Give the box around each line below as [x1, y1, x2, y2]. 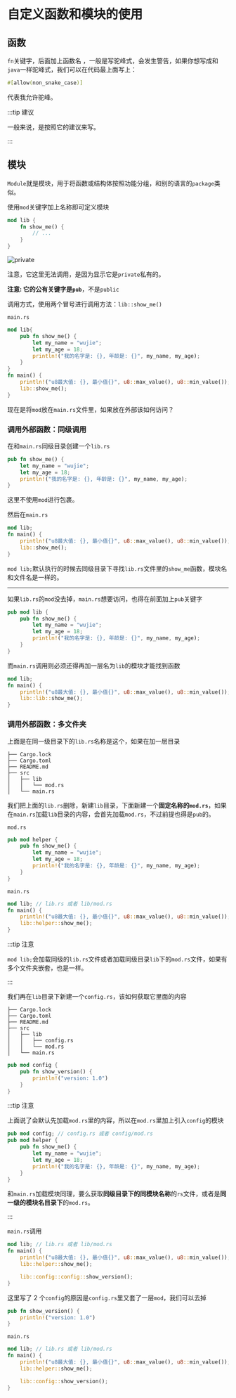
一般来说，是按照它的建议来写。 [7, 122, 100, 131]
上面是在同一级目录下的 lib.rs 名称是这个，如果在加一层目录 [7, 737, 181, 745]
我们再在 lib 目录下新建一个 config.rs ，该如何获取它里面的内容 [7, 992, 187, 1001]
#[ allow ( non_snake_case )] [7, 79, 83, 86]
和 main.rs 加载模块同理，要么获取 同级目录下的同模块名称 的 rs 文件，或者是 [7, 1189, 221, 1198]
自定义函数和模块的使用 [7, 6, 143, 22]
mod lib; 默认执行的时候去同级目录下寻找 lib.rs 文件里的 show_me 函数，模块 [7, 564, 221, 573]
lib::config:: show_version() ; [20, 1378, 109, 1385]
